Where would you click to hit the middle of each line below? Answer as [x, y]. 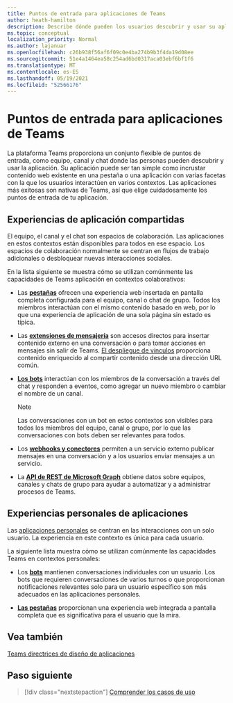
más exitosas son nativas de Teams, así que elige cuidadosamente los [107, 190]
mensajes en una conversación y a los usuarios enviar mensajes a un [116, 456]
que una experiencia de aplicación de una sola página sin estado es [114, 315]
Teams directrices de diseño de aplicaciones [71, 654]
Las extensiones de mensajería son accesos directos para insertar [113, 336]
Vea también [35, 637]
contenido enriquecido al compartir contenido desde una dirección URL [119, 358]
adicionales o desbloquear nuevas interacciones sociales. [90, 258]
